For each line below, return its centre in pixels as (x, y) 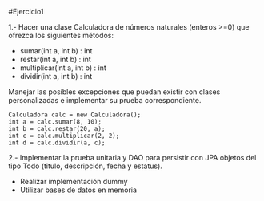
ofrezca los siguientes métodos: (61, 35)
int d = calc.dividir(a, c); (57, 143)
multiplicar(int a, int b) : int (63, 68)
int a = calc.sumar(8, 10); (55, 122)
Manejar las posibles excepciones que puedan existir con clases (114, 92)
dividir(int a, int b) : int (56, 76)
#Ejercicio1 (26, 12)
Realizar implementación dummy (74, 181)
